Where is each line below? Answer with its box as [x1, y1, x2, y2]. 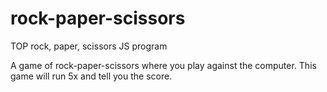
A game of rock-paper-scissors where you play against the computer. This [10, 59, 317, 71]
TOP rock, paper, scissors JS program [10, 40, 168, 52]
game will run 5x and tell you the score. [10, 70, 173, 82]
